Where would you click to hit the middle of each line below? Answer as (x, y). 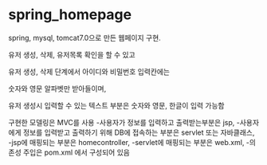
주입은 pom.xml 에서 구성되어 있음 (76, 152)
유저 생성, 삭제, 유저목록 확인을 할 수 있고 (72, 54)
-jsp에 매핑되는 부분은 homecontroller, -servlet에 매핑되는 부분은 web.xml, (126, 142)
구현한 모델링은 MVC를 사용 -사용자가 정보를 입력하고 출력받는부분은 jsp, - (124, 122)
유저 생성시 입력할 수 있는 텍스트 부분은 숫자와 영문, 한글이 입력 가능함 (116, 105)
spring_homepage (70, 15)
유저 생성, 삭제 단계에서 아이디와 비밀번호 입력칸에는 (89, 71)
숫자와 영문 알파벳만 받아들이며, (57, 88)
